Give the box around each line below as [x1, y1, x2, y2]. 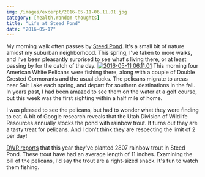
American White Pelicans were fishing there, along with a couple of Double [6, 68, 195, 76]
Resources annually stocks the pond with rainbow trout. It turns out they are [6, 120, 198, 127]
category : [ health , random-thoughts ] [6, 15, 100, 21]
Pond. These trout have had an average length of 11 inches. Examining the [6, 151, 193, 158]
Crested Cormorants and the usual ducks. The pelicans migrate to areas [6, 75, 188, 82]
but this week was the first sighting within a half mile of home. [6, 95, 163, 102]
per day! [6, 132, 28, 140]
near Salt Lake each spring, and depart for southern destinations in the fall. [6, 82, 196, 89]
